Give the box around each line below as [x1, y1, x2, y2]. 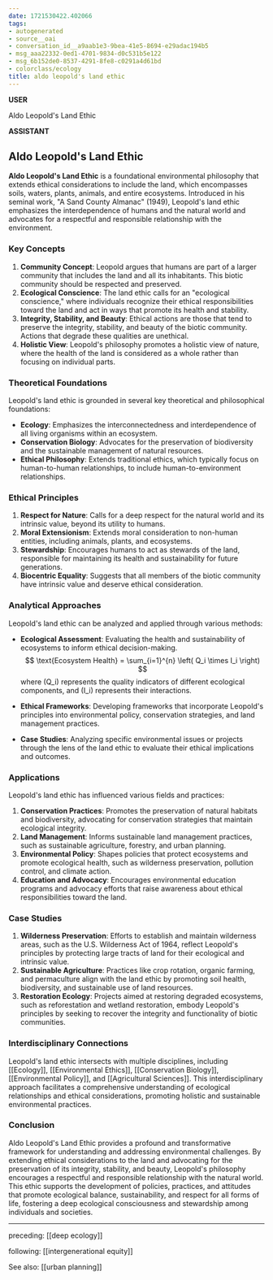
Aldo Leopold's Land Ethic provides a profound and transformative [8, 1138, 232, 1148]
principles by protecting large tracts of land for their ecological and [19, 948, 245, 958]
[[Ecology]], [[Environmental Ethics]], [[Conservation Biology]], [8, 1065, 219, 1074]
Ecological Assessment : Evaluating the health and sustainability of [19, 634, 245, 644]
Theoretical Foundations [8, 377, 108, 388]
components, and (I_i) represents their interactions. [19, 685, 193, 695]
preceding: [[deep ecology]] [8, 1230, 103, 1240]
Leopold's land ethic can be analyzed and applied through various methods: [8, 618, 263, 628]
